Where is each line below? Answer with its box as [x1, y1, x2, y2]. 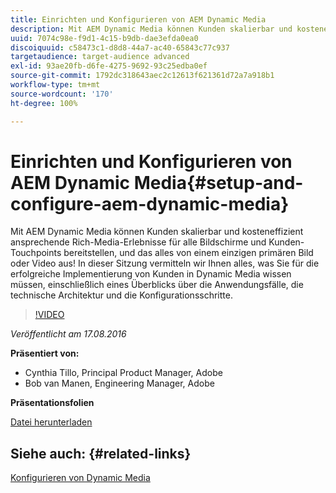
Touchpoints [10, 247, 62, 259]
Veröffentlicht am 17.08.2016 [10, 328, 127, 340]
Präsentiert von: [10, 347, 80, 360]
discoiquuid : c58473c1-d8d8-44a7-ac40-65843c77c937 [10, 42, 230, 53]
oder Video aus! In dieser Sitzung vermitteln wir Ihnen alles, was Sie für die [10, 257, 320, 270]
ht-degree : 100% [10, 98, 78, 108]
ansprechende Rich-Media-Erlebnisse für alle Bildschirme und [10, 236, 267, 248]
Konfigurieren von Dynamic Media [10, 472, 151, 484]
